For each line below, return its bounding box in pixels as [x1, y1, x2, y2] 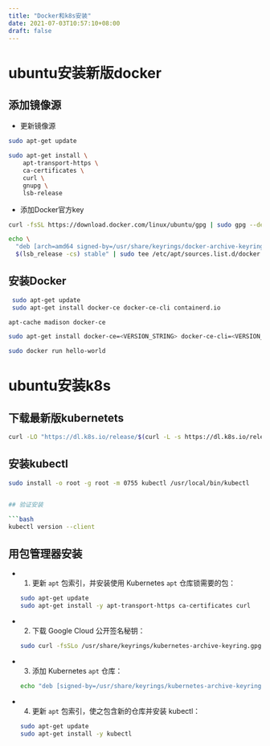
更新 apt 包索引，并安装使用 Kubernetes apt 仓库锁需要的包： [31, 578, 236, 588]
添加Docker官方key [19, 204, 84, 214]
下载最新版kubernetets [8, 411, 125, 424]
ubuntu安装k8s [8, 377, 111, 395]
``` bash [8, 515, 35, 523]
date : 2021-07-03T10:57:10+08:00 [8, 19, 121, 27]
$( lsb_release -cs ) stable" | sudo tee [15, 250, 149, 258]
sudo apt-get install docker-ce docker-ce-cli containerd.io [11, 303, 221, 312]
